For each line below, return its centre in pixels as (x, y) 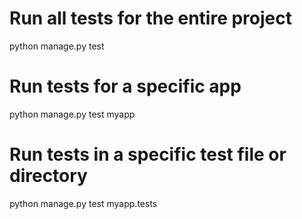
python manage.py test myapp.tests (83, 203)
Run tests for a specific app (125, 86)
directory (48, 176)
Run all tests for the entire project (150, 18)
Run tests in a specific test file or (148, 154)
